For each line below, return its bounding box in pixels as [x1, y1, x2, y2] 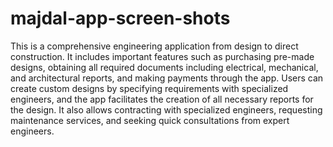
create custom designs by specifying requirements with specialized [10, 82, 289, 94]
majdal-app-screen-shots [10, 7, 231, 30]
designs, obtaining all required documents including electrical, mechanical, [10, 61, 319, 73]
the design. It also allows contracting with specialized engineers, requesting [10, 103, 323, 116]
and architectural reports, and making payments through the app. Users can [10, 72, 324, 84]
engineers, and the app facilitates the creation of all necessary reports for [10, 93, 314, 105]
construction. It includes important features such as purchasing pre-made [10, 50, 315, 62]
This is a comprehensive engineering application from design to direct [10, 40, 299, 52]
